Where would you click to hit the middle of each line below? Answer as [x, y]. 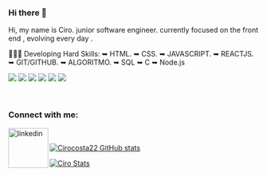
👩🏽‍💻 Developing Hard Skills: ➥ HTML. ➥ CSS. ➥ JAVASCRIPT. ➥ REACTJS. [131, 54]
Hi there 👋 [28, 13]
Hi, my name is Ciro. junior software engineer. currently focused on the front [133, 30]
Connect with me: [43, 115]
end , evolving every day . [51, 38]
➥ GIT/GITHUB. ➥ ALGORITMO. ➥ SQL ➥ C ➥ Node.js [97, 62]
